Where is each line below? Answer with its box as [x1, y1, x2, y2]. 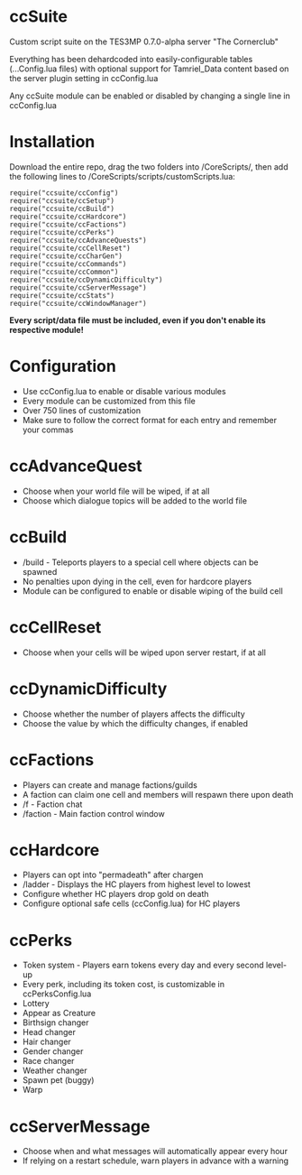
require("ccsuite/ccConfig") [9, 188, 119, 198]
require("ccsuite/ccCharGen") [9, 251, 124, 261]
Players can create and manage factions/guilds [22, 779, 198, 791]
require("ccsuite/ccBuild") [9, 204, 115, 213]
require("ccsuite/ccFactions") [9, 219, 127, 229]
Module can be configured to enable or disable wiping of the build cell [22, 585, 284, 597]
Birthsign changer [22, 1017, 89, 1028]
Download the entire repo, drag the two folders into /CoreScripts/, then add [9, 161, 288, 172]
